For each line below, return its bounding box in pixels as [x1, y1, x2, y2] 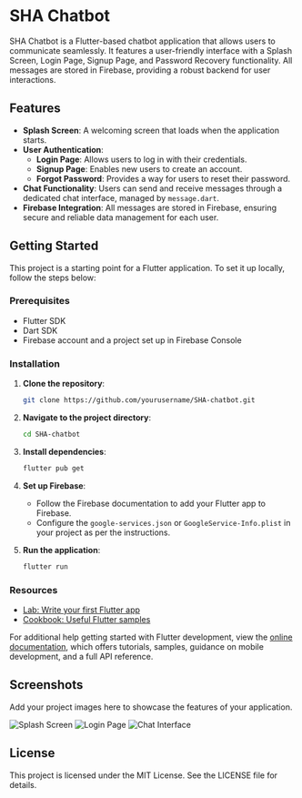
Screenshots [9, 677, 84, 692]
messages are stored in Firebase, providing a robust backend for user [9, 65, 271, 76]
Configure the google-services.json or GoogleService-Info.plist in [35, 517, 291, 528]
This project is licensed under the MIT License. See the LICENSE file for [9, 770, 278, 781]
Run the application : [22, 544, 101, 555]
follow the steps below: [9, 272, 97, 283]
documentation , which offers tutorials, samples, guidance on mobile [9, 641, 264, 652]
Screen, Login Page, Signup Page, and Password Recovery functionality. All [9, 55, 293, 66]
